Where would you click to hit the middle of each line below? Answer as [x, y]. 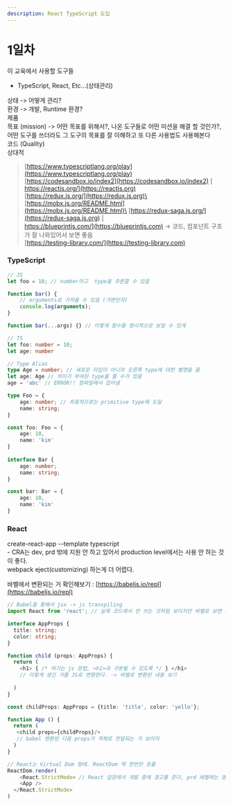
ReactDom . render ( [32, 771]
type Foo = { [26, 396]
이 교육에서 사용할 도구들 [41, 71]
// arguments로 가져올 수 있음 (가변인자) [74, 300]
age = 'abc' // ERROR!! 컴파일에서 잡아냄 [63, 383]
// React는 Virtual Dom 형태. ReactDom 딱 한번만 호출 [81, 764]
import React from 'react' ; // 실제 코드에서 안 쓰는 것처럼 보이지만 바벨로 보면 [114, 612]
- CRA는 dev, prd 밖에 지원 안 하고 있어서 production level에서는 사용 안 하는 [112, 552]
